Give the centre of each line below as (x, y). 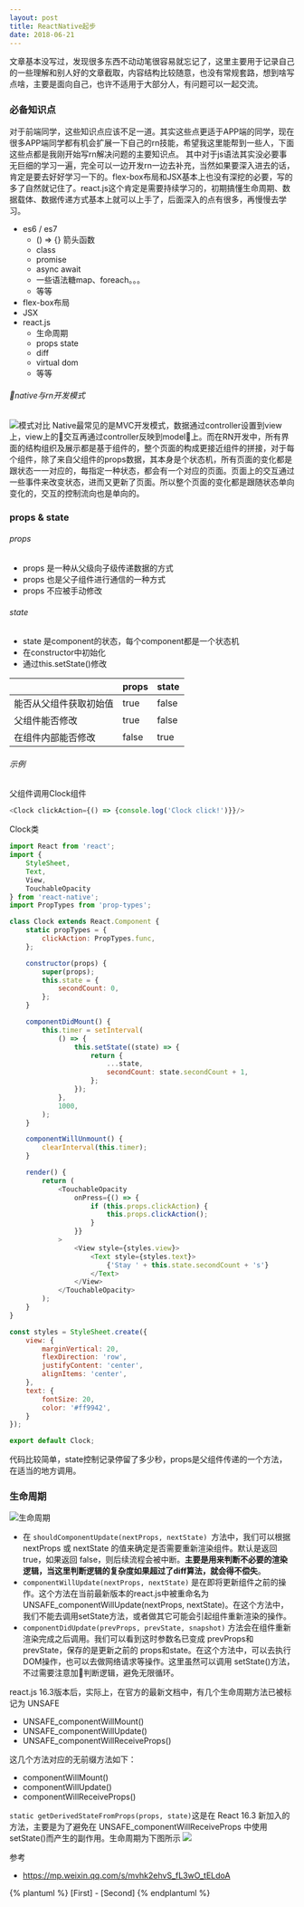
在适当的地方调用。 (45, 1471)
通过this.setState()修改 (64, 664)
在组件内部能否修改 (55, 737)
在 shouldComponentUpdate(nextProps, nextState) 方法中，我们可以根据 (157, 1537)
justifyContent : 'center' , (93, 1366)
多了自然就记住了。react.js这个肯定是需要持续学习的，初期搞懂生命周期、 (146, 188)
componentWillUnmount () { (75, 1139)
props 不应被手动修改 (62, 591)
